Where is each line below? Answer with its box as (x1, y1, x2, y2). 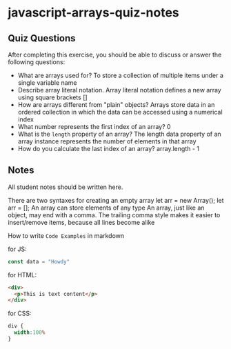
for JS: (8, 245, 27, 253)
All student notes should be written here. (8, 183, 123, 191)
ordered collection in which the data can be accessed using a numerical (17, 108, 223, 116)
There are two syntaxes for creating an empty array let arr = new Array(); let (8, 196, 224, 204)
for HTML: (8, 270, 37, 279)
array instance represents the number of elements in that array (17, 137, 197, 146)
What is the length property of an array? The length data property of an (17, 130, 221, 138)
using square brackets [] (17, 93, 88, 101)
